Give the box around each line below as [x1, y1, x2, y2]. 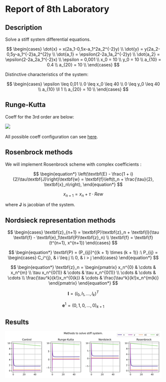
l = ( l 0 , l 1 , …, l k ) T [67, 290, 99, 298]
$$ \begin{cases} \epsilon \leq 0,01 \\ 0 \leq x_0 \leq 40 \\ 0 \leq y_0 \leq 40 [6, 81, 160, 87]
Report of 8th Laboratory [5, 3, 110, 15]
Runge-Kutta [5, 101, 46, 109]
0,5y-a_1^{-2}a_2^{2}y [6, 51, 52, 57]
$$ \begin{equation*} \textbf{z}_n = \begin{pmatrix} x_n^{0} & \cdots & [10, 264, 156, 270]
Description [5, 23, 42, 32]
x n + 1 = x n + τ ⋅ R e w [63, 191, 104, 198]
